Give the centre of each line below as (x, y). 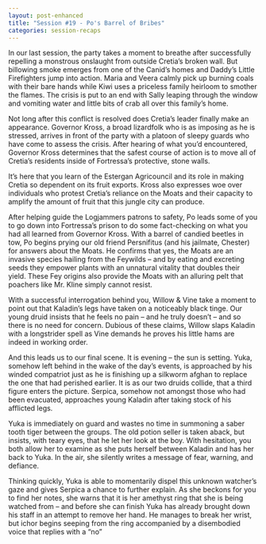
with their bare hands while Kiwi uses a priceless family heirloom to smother (133, 87)
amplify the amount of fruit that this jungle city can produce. (106, 202)
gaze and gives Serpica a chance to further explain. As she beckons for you (132, 490)
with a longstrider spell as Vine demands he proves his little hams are (121, 334)
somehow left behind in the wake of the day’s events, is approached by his (130, 366)
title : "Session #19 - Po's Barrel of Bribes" (87, 23)
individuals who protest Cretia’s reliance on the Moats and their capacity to (131, 193)
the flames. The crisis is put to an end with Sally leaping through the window (133, 95)
